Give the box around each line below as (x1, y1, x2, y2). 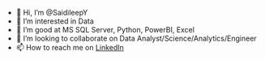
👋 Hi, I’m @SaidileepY (15, 8, 88, 17)
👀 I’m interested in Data (15, 16, 95, 26)
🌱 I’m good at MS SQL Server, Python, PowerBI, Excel (15, 25, 194, 34)
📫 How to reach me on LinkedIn (15, 43, 124, 52)
